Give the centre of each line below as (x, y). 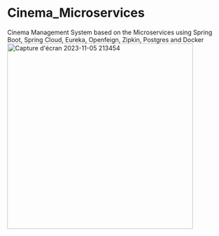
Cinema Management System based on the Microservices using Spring (110, 32)
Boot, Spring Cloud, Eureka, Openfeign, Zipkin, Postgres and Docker (106, 39)
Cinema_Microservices (76, 13)
